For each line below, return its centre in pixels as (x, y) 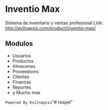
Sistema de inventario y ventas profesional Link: (54, 23)
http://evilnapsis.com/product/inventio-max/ (51, 28)
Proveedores (25, 71)
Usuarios (22, 55)
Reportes (22, 87)
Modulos (19, 44)
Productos (23, 61)
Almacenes (24, 66)
